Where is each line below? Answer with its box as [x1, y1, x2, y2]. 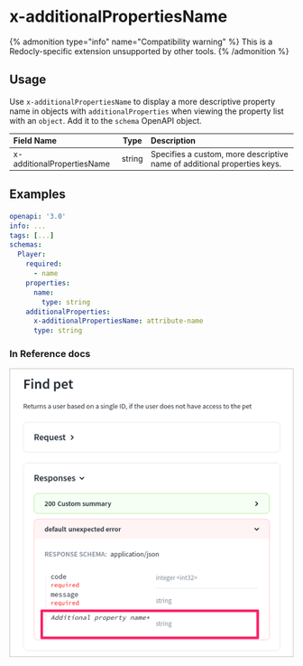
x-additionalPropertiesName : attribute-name [32, 316, 204, 326]
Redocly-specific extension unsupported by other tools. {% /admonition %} [9, 45, 290, 56]
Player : [17, 250, 47, 259]
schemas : [9, 240, 42, 249]
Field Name [13, 136, 57, 146]
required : [25, 259, 63, 268]
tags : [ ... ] [9, 230, 54, 240]
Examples [9, 187, 66, 202]
